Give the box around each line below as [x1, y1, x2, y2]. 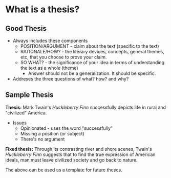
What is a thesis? [5, 4, 80, 15]
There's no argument [20, 136, 65, 142]
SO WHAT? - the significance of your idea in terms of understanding [20, 60, 165, 65]
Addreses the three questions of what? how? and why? [12, 76, 129, 82]
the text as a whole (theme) [20, 65, 78, 71]
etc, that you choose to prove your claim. [20, 54, 107, 60]
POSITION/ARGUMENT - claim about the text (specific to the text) [20, 43, 160, 49]
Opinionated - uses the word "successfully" [20, 125, 113, 131]
